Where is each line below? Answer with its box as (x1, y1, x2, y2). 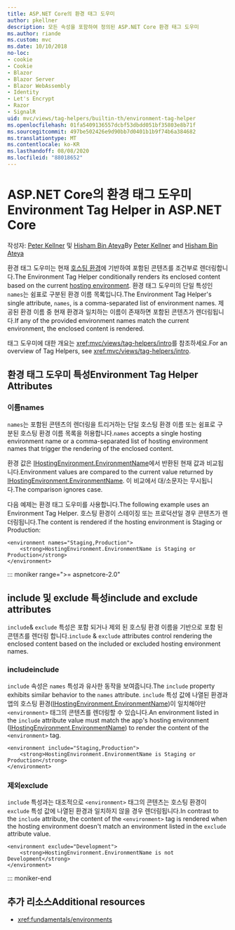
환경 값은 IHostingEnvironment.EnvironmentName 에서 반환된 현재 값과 (7, 459, 206, 467)
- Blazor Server (7, 75, 55, 83)
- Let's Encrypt (7, 96, 55, 103)
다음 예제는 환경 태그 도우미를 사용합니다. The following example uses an (7, 500, 209, 509)
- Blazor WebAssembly (7, 82, 71, 89)
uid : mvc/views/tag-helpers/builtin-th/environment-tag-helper (7, 115, 196, 122)
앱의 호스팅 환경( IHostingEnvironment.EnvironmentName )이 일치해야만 (7, 699, 206, 708)
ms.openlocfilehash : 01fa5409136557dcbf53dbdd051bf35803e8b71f (7, 121, 196, 129)
